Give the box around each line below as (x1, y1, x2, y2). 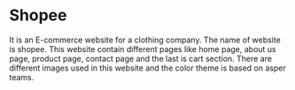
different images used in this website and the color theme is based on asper (9, 63, 286, 73)
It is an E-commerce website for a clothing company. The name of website (9, 34, 281, 45)
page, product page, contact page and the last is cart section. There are (9, 53, 273, 64)
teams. (9, 71, 35, 82)
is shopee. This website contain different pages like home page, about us (9, 43, 276, 54)
